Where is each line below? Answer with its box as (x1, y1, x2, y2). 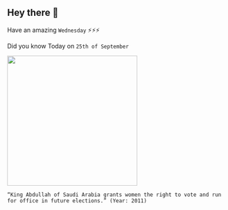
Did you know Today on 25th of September (7, 42, 130, 50)
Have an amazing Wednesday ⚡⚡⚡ (7, 26, 100, 34)
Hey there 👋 (7, 7, 59, 19)
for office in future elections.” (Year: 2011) (7, 197, 148, 204)
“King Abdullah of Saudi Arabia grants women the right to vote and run (7, 191, 222, 198)
